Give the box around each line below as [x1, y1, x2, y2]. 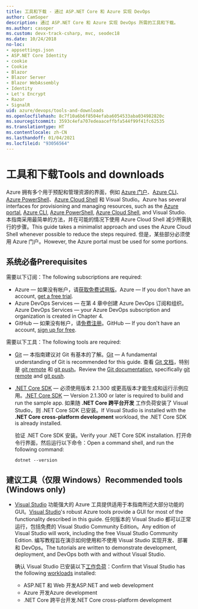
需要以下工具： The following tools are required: [6, 338, 121, 346]
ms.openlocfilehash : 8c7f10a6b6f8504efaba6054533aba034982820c [6, 113, 165, 119]
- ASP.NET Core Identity [6, 53, 67, 58]
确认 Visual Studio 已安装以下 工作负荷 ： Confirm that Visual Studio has [14, 563, 186, 570]
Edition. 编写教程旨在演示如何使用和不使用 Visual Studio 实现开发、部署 [14, 537, 188, 544]
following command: [14, 446, 65, 453]
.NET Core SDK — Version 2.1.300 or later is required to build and [25, 392, 184, 399]
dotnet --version [14, 457, 58, 464]
